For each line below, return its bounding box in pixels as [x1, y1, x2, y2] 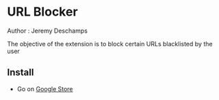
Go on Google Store [16, 84, 73, 93]
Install [7, 67, 34, 78]
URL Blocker [7, 4, 78, 20]
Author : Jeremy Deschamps [7, 27, 88, 35]
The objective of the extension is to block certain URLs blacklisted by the [7, 39, 213, 48]
